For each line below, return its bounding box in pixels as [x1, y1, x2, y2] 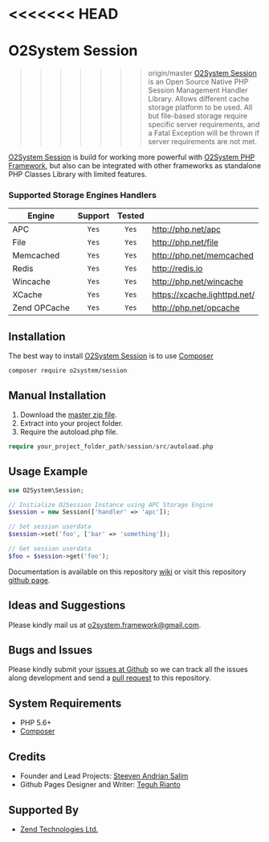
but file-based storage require [148, 111, 247, 121]
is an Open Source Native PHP [148, 77, 249, 87]
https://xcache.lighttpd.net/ [152, 289, 255, 300]
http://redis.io [152, 263, 203, 274]
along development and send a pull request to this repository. [8, 673, 211, 683]
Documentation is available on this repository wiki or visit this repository [8, 567, 247, 576]
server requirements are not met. [148, 137, 257, 147]
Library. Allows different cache [148, 94, 250, 104]
